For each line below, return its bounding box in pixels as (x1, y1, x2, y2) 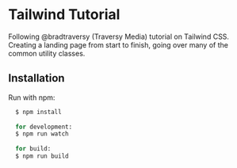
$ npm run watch (15, 130, 69, 138)
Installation (8, 71, 65, 85)
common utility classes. (8, 48, 86, 58)
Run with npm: (8, 93, 55, 102)
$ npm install (15, 108, 62, 116)
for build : (15, 145, 52, 153)
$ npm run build (15, 152, 69, 160)
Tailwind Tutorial (8, 6, 120, 24)
